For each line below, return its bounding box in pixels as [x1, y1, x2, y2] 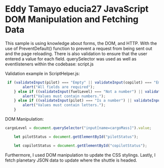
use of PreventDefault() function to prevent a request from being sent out [5, 45, 152, 51]
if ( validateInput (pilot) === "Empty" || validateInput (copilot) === [7, 80, 152, 85]
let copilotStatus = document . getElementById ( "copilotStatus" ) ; [14, 143, 147, 148]
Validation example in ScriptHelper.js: [5, 70, 80, 76]
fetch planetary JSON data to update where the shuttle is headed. [5, 157, 138, 163]
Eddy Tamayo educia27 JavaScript [5, 3, 149, 15]
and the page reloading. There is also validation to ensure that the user [5, 50, 147, 57]
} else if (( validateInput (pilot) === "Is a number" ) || [14, 98, 132, 103]
